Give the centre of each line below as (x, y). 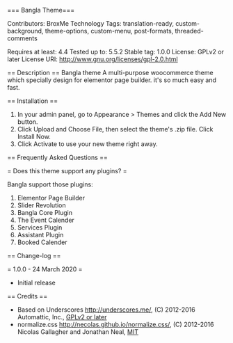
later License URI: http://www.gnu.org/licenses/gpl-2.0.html (93, 59)
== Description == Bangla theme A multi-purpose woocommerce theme (110, 73)
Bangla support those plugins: (50, 184)
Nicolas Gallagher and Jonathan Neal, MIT (78, 332)
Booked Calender (42, 242)
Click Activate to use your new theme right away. (87, 144)
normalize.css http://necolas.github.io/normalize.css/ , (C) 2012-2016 (115, 324)
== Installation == (33, 101)
